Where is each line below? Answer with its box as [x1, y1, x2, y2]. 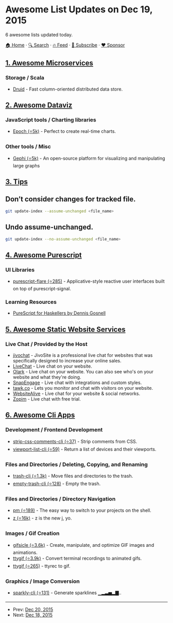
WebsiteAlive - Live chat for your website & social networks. [12, 390, 141, 397]
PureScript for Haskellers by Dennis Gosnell [12, 310, 106, 316]
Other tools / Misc [5, 143, 51, 150]
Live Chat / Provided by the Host [5, 340, 88, 348]
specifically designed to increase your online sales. [12, 358, 122, 364]
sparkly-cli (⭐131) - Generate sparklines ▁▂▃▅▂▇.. [12, 590, 122, 596]
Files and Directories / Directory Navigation [5, 495, 116, 503]
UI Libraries [5, 266, 35, 273]
